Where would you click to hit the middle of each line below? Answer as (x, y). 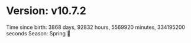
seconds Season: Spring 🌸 (38, 33)
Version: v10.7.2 (46, 11)
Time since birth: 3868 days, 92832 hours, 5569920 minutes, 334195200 (96, 27)
